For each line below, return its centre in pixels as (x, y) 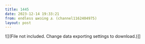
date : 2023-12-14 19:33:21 (32, 14)
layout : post (18, 23)
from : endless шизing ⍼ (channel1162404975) (51, 18)
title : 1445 (17, 9)
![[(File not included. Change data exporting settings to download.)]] (73, 36)
